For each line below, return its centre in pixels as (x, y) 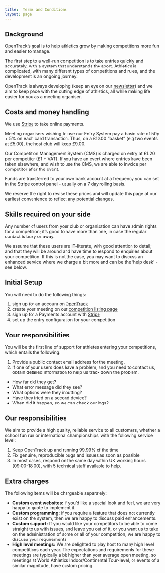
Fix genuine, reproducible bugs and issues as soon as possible (76, 455)
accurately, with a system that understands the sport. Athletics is (71, 66)
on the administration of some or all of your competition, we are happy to (86, 534)
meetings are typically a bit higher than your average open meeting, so (84, 555)
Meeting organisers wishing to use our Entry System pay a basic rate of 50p (82, 134)
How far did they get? (34, 382)
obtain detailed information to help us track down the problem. (76, 372)
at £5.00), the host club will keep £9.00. (45, 144)
